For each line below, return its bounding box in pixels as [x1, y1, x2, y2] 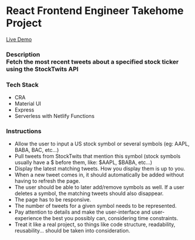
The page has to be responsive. [14, 196, 91, 203]
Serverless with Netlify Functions [14, 113, 95, 120]
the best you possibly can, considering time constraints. [43, 215, 179, 222]
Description [6, 50, 40, 58]
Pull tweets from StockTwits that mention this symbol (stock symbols [14, 153, 181, 160]
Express [14, 106, 35, 113]
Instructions [6, 127, 42, 135]
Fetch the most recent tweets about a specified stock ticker [6, 57, 179, 65]
